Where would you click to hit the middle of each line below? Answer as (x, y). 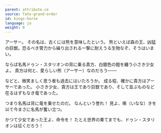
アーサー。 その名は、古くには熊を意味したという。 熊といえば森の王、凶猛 (80, 42)
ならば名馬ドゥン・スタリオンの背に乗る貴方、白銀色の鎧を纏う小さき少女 (80, 65)
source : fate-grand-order (31, 14)
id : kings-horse (21, 18)
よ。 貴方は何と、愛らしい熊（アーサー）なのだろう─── (61, 70)
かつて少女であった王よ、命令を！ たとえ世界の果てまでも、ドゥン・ (74, 120)
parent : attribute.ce (27, 9)
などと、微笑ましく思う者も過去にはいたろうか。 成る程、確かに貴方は (76, 81)
